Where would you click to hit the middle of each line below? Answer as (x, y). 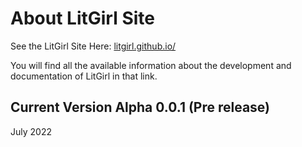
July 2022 (31, 131)
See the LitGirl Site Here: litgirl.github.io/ (93, 46)
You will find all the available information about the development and (151, 65)
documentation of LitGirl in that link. (84, 76)
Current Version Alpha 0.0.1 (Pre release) (140, 107)
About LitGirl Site (82, 18)
